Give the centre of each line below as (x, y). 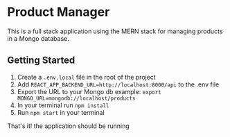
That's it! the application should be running (68, 126)
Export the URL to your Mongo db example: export (89, 91)
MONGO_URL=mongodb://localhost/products (76, 98)
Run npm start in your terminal (61, 112)
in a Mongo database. (38, 38)
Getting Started (41, 61)
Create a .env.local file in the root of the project (86, 77)
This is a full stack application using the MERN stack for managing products (115, 31)
